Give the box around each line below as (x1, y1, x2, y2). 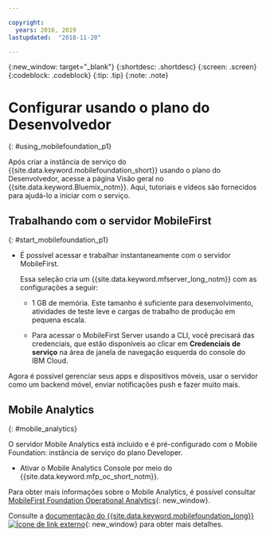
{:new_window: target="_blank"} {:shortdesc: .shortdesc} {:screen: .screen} (8, 62, 257, 72)
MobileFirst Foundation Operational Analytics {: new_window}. (8, 495, 211, 505)
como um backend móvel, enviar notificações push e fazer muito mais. (8, 379, 241, 390)
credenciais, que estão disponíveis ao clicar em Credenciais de (31, 339, 241, 348)
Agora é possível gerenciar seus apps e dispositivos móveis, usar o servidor (8, 372, 259, 381)
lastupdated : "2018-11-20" (8, 33, 102, 41)
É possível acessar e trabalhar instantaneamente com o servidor (19, 251, 231, 260)
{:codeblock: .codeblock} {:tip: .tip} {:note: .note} (8, 71, 169, 80)
